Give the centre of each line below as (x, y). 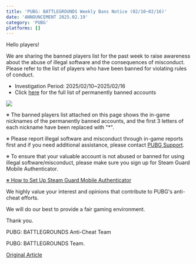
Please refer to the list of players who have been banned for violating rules (97, 69)
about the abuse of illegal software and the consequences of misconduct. (96, 62)
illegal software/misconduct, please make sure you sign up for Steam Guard (98, 163)
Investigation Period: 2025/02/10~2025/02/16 (70, 86)
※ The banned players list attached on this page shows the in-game (88, 115)
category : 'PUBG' (27, 22)
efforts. (30, 198)
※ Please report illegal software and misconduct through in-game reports (95, 139)
